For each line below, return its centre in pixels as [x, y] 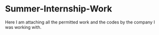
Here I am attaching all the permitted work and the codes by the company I [80, 22]
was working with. [23, 27]
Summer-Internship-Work [59, 9]
